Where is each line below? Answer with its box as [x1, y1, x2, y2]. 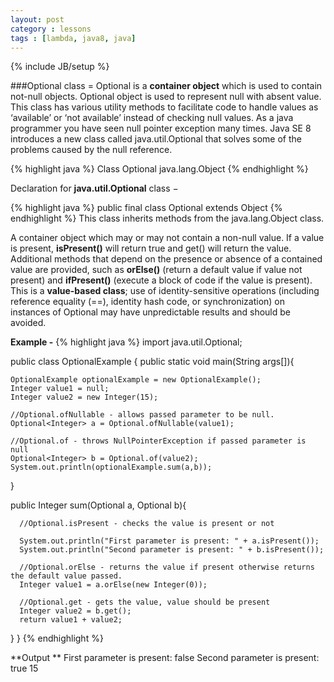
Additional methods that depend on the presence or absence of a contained [10, 253, 323, 265]
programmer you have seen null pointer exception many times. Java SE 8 [10, 122, 312, 135]
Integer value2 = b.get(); [19, 606, 132, 616]
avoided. [10, 317, 47, 329]
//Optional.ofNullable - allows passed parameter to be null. [10, 410, 275, 420]
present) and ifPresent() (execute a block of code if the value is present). [10, 274, 313, 286]
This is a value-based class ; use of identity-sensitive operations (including [10, 285, 320, 297]
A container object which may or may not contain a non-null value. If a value [10, 232, 325, 244]
